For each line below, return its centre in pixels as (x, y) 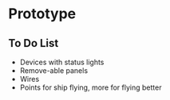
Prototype (42, 14)
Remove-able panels (54, 71)
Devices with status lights (62, 62)
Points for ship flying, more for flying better (91, 87)
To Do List (34, 43)
